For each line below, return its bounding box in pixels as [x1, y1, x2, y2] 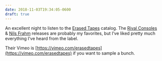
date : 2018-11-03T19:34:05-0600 [5, 7, 71, 12]
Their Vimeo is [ [5, 45, 37, 51]
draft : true [5, 12, 29, 17]
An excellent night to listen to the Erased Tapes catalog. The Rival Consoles [5, 25, 158, 31]
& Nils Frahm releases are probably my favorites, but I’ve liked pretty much [5, 30, 156, 36]
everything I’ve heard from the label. [5, 35, 78, 41]
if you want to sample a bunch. [72, 50, 136, 56]
